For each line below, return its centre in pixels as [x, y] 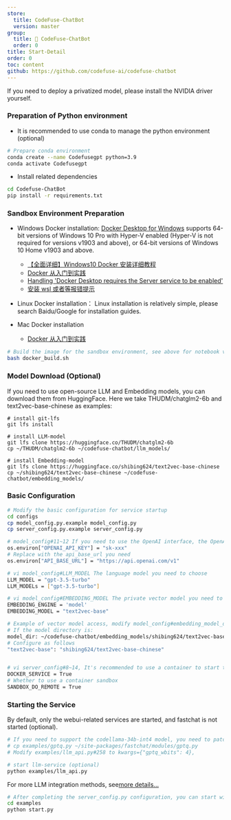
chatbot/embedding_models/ [46, 479]
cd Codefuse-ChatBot [37, 189]
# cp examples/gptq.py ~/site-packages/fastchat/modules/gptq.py [102, 746]
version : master [36, 26]
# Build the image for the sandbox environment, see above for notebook [113, 352]
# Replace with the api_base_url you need [69, 555]
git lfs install [30, 424]
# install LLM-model [37, 437]
